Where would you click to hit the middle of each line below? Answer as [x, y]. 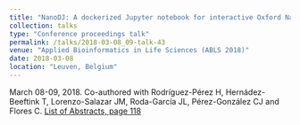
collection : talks [43, 26]
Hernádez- [246, 92]
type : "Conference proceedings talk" [79, 34]
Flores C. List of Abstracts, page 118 [75, 111]
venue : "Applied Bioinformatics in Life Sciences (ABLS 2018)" [129, 51]
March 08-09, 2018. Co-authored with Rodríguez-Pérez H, [117, 92]
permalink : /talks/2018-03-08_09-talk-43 [87, 42]
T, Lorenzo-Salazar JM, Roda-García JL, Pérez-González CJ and [160, 101]
